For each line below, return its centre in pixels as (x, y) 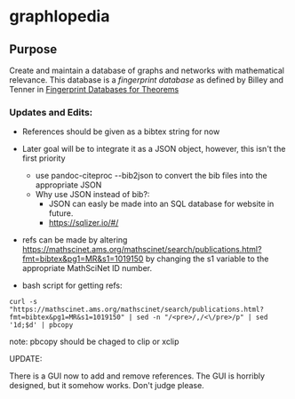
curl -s (24, 302)
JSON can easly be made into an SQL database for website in (161, 204)
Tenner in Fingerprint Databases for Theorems (94, 89)
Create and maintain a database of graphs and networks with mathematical (147, 70)
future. (61, 213)
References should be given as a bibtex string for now (121, 132)
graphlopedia (60, 16)
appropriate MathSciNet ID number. (87, 268)
